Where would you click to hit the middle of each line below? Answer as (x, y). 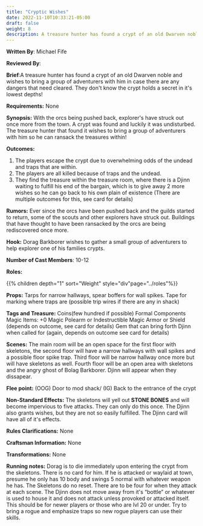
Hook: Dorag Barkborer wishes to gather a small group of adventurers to (97, 242)
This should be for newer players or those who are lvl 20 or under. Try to (97, 505)
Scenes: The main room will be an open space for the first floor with (91, 344)
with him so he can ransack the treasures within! (66, 137)
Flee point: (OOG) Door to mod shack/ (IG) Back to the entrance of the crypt (101, 389)
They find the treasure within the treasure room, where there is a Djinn (102, 180)
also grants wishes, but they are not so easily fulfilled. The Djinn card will (97, 413)
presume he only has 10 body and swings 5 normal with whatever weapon (98, 479)
